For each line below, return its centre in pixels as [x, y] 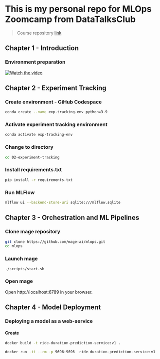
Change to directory [29, 147]
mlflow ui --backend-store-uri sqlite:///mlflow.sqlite [63, 202]
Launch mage [21, 259]
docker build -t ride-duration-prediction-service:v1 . [63, 343]
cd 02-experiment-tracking [32, 157]
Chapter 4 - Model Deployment [53, 308]
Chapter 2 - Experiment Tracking [56, 88]
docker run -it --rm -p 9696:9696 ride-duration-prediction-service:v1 [80, 352]
